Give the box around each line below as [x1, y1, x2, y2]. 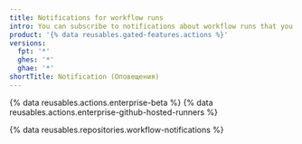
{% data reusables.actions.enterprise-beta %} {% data [9, 97, 214, 108]
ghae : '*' [17, 64, 54, 73]
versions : [9, 38, 47, 48]
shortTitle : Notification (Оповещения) [9, 72, 160, 82]
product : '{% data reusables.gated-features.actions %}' [9, 30, 229, 39]
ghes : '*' [17, 55, 54, 64]
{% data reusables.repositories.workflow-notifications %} [9, 124, 224, 135]
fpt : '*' [17, 47, 51, 56]
